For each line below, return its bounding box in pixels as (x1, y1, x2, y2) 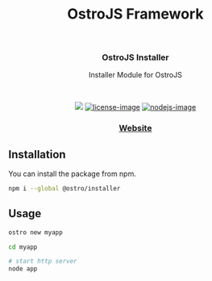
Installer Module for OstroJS (88, 70, 183, 80)
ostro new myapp (8, 228, 63, 237)
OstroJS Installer (102, 52, 169, 63)
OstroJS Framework (67, 5, 204, 23)
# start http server (8, 258, 78, 266)
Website (118, 123, 152, 134)
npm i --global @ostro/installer (8, 184, 121, 192)
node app (8, 265, 38, 273)
